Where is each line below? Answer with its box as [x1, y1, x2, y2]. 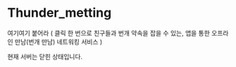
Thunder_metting [7, 5, 112, 21]
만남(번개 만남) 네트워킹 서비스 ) [14, 37, 103, 46]
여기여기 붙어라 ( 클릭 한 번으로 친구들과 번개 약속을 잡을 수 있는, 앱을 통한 [7, 29, 210, 37]
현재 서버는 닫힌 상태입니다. [7, 52, 83, 61]
